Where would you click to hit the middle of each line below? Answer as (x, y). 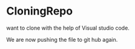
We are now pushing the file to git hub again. (62, 39)
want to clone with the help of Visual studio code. (68, 28)
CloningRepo (40, 11)
